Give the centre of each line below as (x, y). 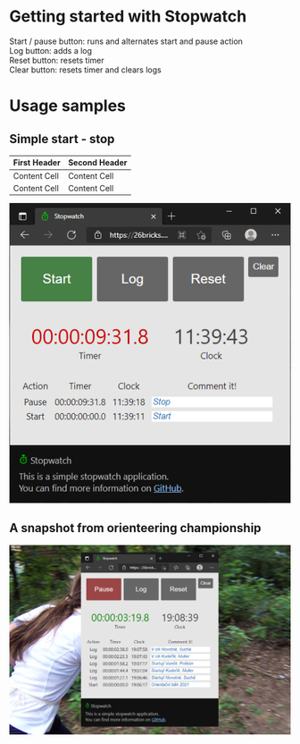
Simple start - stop (62, 139)
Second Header (98, 163)
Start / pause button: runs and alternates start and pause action (126, 41)
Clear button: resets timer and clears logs (86, 70)
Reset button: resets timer (57, 60)
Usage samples (68, 106)
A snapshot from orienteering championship (135, 528)
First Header (37, 163)
